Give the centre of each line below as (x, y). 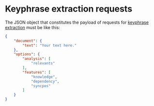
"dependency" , (45, 81)
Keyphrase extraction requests (69, 9)
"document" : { (28, 41)
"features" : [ (37, 72)
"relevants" (43, 63)
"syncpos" (41, 86)
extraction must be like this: (33, 27)
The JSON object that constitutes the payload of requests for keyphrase (77, 22)
